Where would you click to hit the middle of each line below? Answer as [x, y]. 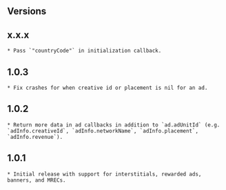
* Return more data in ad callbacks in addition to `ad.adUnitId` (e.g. [114, 125]
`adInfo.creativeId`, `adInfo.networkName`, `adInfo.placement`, [103, 131]
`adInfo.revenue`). [35, 137]
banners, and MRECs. [37, 180]
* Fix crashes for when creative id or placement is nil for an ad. [107, 88]
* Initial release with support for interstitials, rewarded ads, [104, 174]
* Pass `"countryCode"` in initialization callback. [84, 51]
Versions [27, 11]
